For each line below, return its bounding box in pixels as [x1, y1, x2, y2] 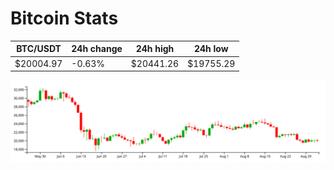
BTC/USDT [16, 43, 62, 55]
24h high [135, 43, 175, 55]
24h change [71, 43, 123, 55]
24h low [193, 43, 229, 55]
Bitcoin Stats [10, 7, 119, 30]
